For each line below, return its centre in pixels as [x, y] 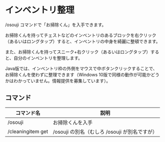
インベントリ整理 [40, 10]
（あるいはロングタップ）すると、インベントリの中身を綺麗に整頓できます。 [83, 41]
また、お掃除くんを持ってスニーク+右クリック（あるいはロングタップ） [78, 52]
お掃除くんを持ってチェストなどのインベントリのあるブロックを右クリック [81, 35]
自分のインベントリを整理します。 [48, 58]
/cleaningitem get [28, 131]
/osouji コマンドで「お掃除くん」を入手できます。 [56, 25]
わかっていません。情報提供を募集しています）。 [62, 81]
